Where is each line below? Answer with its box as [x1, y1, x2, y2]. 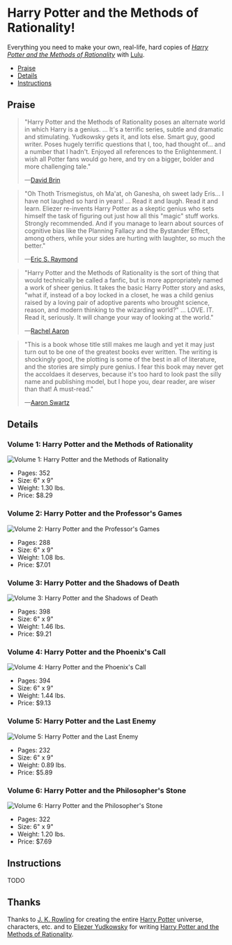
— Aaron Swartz [24, 398, 70, 406]
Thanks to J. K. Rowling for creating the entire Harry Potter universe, [7, 915, 204, 923]
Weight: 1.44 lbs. [17, 691, 65, 700]
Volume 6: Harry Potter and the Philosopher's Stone [7, 786, 187, 795]
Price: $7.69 [17, 837, 52, 846]
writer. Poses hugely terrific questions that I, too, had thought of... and [24, 140, 226, 148]
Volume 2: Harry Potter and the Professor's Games [7, 509, 183, 518]
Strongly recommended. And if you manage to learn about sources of [24, 219, 224, 227]
